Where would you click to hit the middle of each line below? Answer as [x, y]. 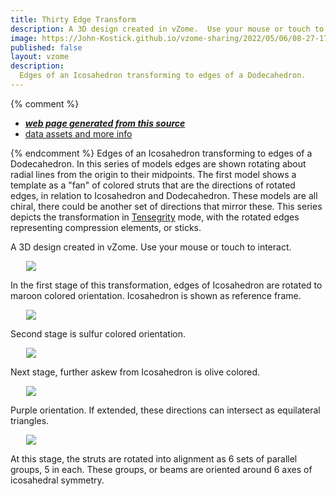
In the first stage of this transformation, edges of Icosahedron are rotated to [166, 285]
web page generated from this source [105, 123]
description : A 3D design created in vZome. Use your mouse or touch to [167, 29]
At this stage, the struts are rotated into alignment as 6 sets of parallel [154, 458]
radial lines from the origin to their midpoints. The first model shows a [153, 174]
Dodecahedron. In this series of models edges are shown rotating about [158, 163]
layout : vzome [40, 57]
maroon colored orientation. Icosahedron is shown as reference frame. [156, 295]
